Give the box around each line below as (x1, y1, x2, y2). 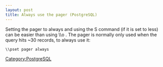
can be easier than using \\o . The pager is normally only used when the (5, 31, 157, 38)
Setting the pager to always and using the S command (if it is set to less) (5, 26, 158, 32)
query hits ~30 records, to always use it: (5, 37, 91, 43)
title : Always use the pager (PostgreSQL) (5, 12, 97, 17)
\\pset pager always (5, 47, 50, 52)
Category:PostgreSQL (5, 55, 52, 61)
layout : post (5, 7, 33, 13)
